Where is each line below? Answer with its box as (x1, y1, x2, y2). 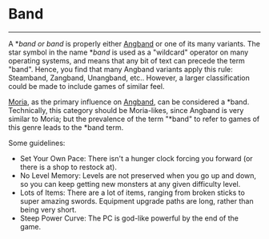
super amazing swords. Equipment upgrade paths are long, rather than (19, 196, 254, 205)
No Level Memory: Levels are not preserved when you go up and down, (19, 170, 257, 180)
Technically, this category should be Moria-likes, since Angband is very (8, 105, 244, 115)
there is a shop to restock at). (19, 162, 118, 172)
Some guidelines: (8, 138, 66, 148)
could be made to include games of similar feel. (8, 81, 165, 91)
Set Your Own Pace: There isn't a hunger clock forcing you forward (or (19, 153, 254, 163)
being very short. (19, 205, 77, 214)
